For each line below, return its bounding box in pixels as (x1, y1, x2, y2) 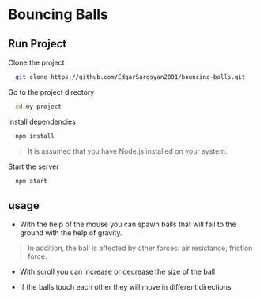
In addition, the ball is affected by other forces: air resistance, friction (27, 243, 253, 253)
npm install (15, 132, 55, 140)
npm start (15, 177, 47, 185)
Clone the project (8, 58, 65, 67)
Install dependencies (8, 117, 77, 126)
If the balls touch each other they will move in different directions (19, 282, 232, 292)
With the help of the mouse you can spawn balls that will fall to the (19, 219, 236, 230)
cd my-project (15, 103, 62, 110)
